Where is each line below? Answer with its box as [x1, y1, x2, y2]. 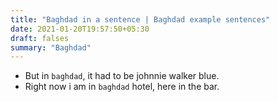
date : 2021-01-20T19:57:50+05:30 [10, 24, 150, 34]
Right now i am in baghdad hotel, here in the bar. [24, 81, 220, 93]
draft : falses [10, 33, 70, 43]
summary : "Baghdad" [10, 42, 92, 53]
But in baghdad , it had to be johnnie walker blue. [24, 70, 220, 82]
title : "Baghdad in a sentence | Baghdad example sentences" [10, 14, 271, 25]
